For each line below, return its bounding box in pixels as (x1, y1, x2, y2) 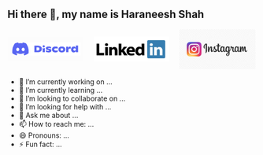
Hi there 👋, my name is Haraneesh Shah (7, 8, 205, 21)
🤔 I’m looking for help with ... (18, 101, 112, 111)
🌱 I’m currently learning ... (18, 85, 103, 94)
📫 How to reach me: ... (18, 119, 94, 128)
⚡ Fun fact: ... (18, 139, 62, 149)
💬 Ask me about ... (18, 110, 79, 120)
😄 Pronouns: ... (18, 131, 70, 140)
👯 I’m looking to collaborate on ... (18, 94, 126, 103)
